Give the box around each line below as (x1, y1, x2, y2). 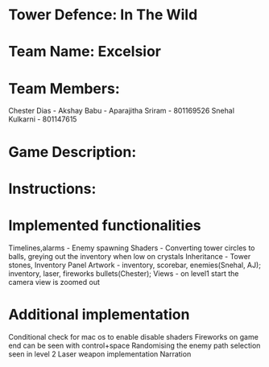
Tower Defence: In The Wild (8, 6, 198, 24)
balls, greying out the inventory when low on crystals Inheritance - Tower (8, 251, 251, 261)
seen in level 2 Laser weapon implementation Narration (8, 348, 192, 359)
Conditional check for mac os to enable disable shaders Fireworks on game (8, 332, 259, 341)
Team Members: (8, 79, 120, 97)
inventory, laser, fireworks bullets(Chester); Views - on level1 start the (8, 268, 239, 278)
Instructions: (8, 179, 97, 198)
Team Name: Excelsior (8, 43, 161, 61)
